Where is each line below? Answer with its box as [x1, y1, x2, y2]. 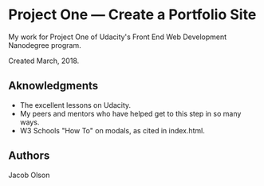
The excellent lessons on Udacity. [19, 100, 132, 109]
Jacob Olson [8, 170, 50, 180]
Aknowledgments [8, 79, 99, 93]
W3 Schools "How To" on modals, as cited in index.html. [19, 125, 206, 135]
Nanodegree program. [8, 40, 81, 49]
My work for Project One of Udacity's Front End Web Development [8, 32, 227, 42]
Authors [8, 149, 50, 163]
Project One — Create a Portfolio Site [8, 6, 257, 24]
